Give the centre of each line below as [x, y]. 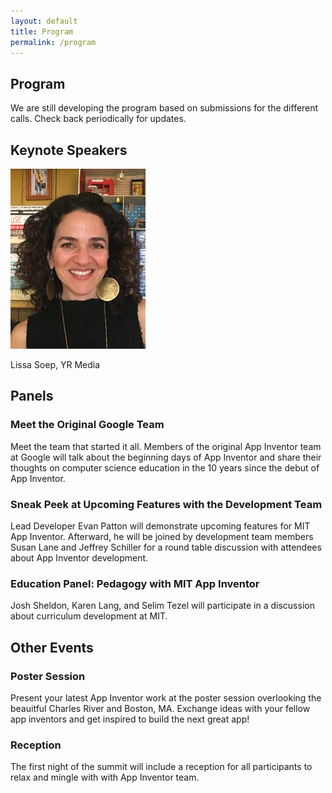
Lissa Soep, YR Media [55, 364]
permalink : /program [53, 42]
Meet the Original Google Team [87, 425]
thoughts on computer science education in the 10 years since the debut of [165, 467]
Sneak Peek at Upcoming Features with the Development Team [166, 504]
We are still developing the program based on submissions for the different [164, 108]
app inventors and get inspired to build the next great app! [130, 719]
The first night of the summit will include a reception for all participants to [161, 767]
